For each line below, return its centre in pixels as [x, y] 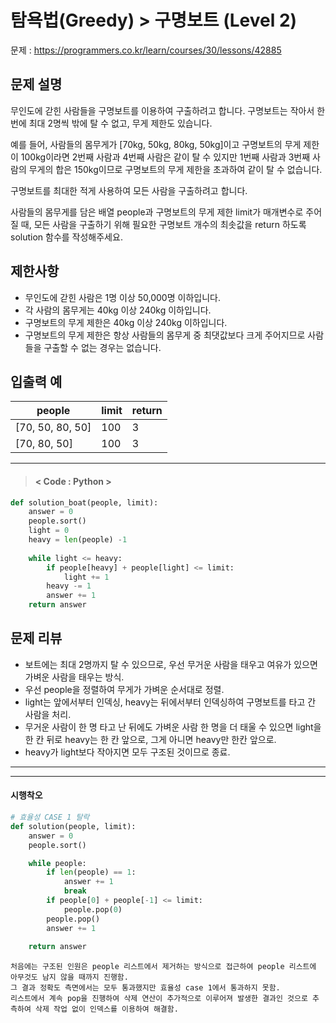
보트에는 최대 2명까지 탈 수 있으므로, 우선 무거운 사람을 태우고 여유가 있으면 [171, 664]
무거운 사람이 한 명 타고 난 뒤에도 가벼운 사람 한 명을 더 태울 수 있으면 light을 [173, 727]
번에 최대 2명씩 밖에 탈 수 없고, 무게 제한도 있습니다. [111, 123]
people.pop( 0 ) [93, 909]
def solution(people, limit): [73, 826]
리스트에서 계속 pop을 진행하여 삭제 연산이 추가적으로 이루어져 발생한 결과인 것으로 [159, 999]
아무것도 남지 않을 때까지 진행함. [69, 977]
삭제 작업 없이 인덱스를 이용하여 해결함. [106, 1009]
